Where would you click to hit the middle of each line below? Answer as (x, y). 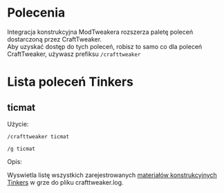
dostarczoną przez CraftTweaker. (55, 39)
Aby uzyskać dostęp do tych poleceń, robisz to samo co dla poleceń (105, 46)
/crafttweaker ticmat (38, 136)
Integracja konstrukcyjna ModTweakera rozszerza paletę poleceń (100, 32)
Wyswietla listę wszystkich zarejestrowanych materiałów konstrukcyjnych (112, 175)
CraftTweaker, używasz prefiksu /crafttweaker (74, 54)
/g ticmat (21, 149)
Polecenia (36, 13)
